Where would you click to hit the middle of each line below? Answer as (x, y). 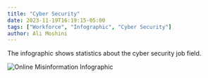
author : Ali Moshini (38, 33)
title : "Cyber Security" (44, 14)
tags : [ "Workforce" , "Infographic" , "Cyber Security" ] (90, 27)
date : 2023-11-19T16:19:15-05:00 (56, 20)
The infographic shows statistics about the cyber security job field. (104, 53)
